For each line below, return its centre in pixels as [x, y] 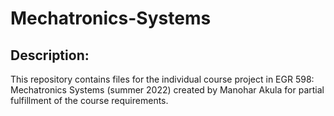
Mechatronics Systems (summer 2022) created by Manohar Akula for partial [167, 90]
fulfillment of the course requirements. [89, 100]
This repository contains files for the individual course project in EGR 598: [162, 79]
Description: [50, 55]
